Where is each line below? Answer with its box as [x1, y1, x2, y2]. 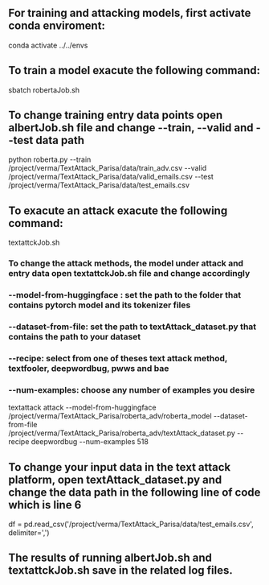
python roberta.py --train [8, 154, 92, 164]
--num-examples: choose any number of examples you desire [8, 384, 255, 395]
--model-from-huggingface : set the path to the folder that [8, 290, 242, 301]
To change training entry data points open [8, 109, 223, 122]
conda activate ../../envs [8, 40, 88, 50]
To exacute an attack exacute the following [8, 204, 228, 217]
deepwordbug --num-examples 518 [31, 437, 149, 447]
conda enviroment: [8, 19, 106, 33]
